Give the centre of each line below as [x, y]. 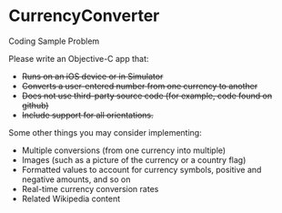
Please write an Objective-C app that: [79, 58]
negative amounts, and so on [76, 179]
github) [35, 105]
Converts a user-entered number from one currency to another [140, 86]
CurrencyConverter [84, 16]
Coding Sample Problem [54, 41]
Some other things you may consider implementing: [105, 132]
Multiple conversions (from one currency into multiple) [124, 150]
